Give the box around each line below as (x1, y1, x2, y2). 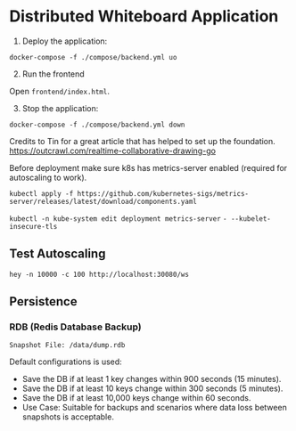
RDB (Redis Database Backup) (9, 321, 143, 333)
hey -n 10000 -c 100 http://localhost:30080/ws (9, 270, 190, 279)
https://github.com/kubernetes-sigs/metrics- (77, 189, 250, 198)
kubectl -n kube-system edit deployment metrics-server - (9, 214, 227, 224)
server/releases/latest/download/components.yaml (9, 197, 198, 206)
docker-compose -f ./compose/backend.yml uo (9, 53, 177, 61)
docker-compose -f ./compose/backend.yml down (9, 120, 185, 129)
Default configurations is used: (9, 356, 122, 367)
